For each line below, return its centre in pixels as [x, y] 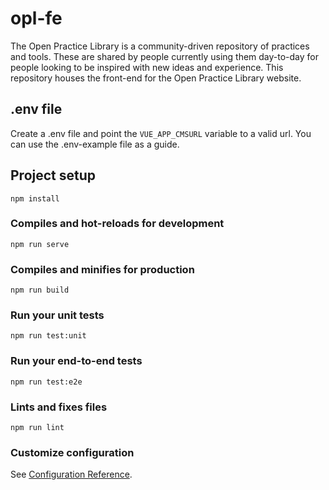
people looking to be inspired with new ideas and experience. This [147, 67]
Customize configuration [72, 452]
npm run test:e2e [46, 382]
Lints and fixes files [59, 407]
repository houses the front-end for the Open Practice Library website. [156, 78]
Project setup [53, 175]
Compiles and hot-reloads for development [117, 224]
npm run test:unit [48, 336]
